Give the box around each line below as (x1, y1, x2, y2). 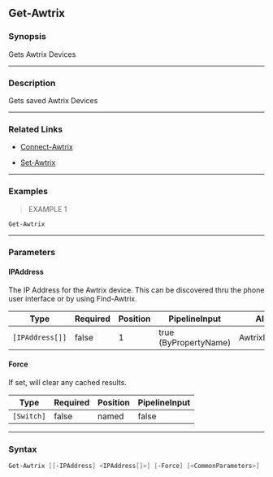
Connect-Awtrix (19, 142, 73, 152)
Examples (8, 186, 49, 197)
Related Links (8, 124, 63, 135)
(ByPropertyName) (158, 336, 232, 348)
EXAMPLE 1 (28, 204, 67, 214)
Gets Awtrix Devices (8, 49, 76, 59)
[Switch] (12, 411, 46, 421)
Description (8, 77, 56, 89)
